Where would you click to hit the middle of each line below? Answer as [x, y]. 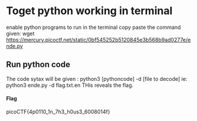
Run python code [38, 65]
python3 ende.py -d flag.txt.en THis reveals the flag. [70, 85]
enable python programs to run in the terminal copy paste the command [93, 27]
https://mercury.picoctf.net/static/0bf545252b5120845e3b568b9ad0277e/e [98, 40]
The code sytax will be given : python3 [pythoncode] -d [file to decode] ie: [97, 79]
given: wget [20, 33]
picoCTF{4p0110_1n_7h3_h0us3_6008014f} [58, 112]
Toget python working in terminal [89, 11]
